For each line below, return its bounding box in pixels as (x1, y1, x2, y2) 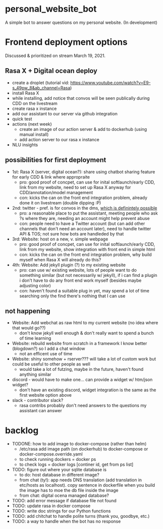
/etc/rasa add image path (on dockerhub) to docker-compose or (19, 446, 148, 452)
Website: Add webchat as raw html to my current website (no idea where (12, 320, 158, 326)
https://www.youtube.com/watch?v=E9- (70, 79, 151, 86)
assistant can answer (19, 408, 62, 414)
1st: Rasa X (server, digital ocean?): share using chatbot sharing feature (12, 169, 155, 175)
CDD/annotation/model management (19, 189, 93, 195)
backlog (5, 425, 39, 436)
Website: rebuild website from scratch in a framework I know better (12, 341, 147, 347)
